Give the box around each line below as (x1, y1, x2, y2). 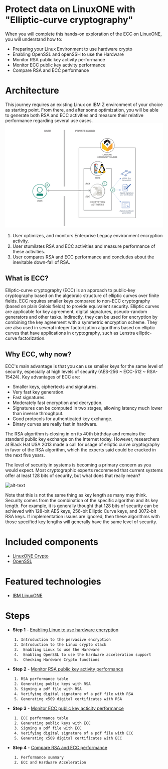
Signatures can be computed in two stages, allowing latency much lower (12, 405, 162, 411)
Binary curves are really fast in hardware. (12, 421, 98, 427)
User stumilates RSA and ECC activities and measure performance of (12, 243, 155, 249)
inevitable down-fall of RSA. (12, 259, 70, 265)
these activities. (12, 249, 45, 255)
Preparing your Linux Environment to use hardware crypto (12, 46, 133, 52)
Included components (5, 536, 99, 548)
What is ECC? (5, 274, 49, 282)
